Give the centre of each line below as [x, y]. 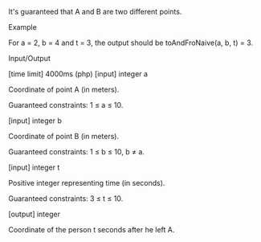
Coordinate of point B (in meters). [63, 136]
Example [23, 27]
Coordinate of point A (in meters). [64, 89]
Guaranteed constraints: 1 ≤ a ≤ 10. [66, 105]
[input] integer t [34, 167]
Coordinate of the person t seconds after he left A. [92, 230]
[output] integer [34, 214]
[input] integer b [35, 121]
